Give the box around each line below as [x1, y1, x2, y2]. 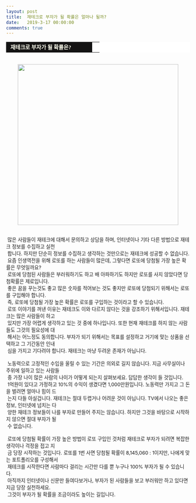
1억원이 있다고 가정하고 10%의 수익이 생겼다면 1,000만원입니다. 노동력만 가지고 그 [7, 381, 184, 388]
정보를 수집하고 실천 [12, 243, 55, 250]
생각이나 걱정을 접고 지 [6, 443, 55, 449]
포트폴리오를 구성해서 [12, 457, 58, 463]
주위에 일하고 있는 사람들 [6, 367, 60, 374]
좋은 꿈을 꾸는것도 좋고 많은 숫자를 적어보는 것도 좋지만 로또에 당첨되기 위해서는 [7, 285, 180, 292]
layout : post [6, 8, 38, 15]
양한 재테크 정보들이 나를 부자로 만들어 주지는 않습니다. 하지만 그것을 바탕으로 [7, 409, 175, 416]
